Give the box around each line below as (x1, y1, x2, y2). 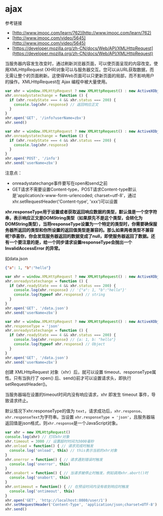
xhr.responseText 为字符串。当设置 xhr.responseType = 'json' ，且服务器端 (5, 414, 155, 420)
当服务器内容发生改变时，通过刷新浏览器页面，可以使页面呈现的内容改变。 (5, 60, 154, 66)
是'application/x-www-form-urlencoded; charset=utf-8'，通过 (12, 192, 137, 198)
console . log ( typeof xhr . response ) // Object (14, 342, 105, 347)
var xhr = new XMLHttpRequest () (5, 430, 70, 435)
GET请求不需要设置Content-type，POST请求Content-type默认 (12, 186, 137, 192)
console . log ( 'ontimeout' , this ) (9, 489, 75, 494)
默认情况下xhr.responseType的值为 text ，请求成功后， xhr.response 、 (5, 408, 145, 414)
